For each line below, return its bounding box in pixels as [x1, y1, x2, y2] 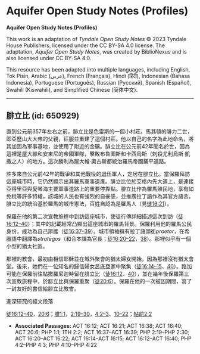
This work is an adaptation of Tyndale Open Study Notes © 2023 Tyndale [6, 35, 187, 42]
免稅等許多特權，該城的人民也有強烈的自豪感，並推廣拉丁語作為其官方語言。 [6, 192, 194, 200]
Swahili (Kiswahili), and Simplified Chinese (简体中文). [6, 86, 138, 93]
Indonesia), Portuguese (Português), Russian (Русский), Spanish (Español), [6, 79, 192, 86]
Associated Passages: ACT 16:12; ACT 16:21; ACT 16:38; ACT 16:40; [14, 322, 183, 329]
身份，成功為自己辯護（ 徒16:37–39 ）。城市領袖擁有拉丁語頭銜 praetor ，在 [6, 228, 185, 235]
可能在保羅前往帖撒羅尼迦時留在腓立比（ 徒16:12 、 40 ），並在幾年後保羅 [6, 270, 179, 277]
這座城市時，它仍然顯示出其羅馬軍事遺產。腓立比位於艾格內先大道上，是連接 [6, 178, 194, 185]
